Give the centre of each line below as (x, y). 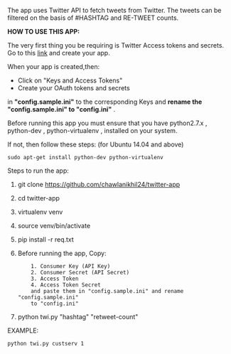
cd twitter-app (39, 198)
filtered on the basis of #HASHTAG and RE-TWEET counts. (93, 18)
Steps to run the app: (38, 171)
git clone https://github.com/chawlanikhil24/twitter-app (99, 184)
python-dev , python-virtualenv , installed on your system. (92, 130)
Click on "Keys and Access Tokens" (70, 80)
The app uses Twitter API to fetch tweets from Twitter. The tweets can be (114, 10)
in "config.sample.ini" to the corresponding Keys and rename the (105, 102)
